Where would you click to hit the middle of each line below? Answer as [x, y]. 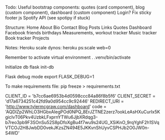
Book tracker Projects [27, 38]
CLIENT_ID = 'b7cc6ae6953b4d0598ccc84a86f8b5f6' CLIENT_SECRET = [81, 96]
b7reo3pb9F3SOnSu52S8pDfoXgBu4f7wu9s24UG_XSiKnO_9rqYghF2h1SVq [82, 122]
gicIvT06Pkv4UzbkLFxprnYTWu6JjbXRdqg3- [52, 117]
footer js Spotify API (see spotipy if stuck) [48, 18]
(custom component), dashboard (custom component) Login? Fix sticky [78, 12]
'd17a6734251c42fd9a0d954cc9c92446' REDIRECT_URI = [64, 101]
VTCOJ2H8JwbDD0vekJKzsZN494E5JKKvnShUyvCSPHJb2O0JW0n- [77, 128]
